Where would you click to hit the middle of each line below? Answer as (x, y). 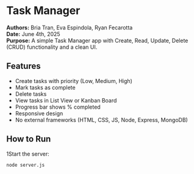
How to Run (29, 139)
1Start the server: (28, 154)
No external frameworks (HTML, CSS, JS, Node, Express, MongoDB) (101, 120)
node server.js (26, 165)
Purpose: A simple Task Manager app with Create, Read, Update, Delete (97, 40)
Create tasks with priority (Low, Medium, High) (74, 81)
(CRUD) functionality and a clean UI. (52, 47)
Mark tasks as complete (45, 87)
